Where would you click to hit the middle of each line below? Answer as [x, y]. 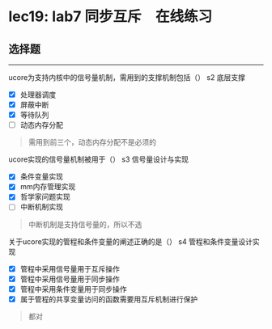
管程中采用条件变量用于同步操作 [73, 289]
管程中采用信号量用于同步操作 [70, 279]
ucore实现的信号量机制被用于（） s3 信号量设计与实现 [98, 159]
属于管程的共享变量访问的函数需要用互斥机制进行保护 [109, 299]
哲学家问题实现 [45, 197]
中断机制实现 [41, 207]
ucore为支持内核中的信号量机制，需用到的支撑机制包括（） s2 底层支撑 [127, 77]
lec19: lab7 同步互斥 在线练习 [110, 17]
